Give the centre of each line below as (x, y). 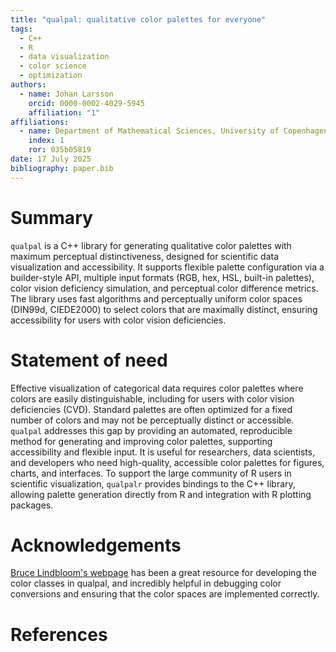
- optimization (51, 76)
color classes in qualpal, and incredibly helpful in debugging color (146, 583)
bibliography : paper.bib (62, 168)
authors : (28, 85)
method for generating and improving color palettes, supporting (141, 441)
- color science (53, 66)
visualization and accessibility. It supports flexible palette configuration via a (167, 267)
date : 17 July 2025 (51, 159)
